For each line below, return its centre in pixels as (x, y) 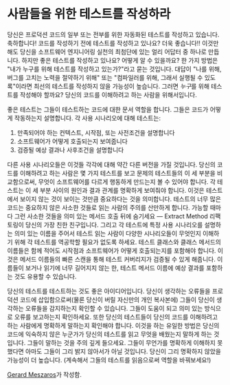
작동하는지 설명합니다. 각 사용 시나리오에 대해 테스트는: (88, 118)
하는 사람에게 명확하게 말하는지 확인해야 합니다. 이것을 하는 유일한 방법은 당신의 (113, 325)
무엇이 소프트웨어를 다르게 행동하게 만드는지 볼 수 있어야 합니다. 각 (127, 181)
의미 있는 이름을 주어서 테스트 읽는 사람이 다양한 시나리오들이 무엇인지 (107, 233)
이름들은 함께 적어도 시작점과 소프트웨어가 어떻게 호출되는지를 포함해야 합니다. (112, 250)
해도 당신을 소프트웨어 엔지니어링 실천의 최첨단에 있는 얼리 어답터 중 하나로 (107, 52)
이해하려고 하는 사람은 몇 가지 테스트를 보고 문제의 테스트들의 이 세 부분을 (118, 173)
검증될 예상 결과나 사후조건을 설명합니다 (70, 149)
